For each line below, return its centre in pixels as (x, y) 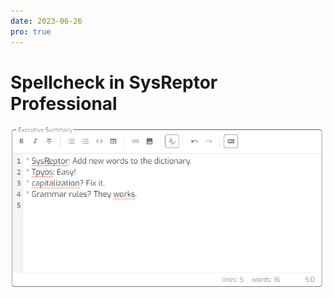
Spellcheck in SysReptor (114, 82)
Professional (64, 103)
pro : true (31, 31)
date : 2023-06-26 (46, 21)
